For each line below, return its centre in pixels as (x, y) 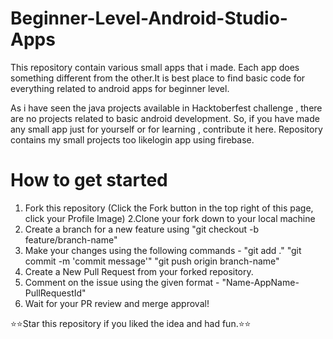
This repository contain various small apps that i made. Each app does (155, 67)
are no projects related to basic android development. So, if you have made (165, 118)
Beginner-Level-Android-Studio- (149, 18)
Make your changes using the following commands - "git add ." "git (163, 250)
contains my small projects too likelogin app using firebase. (132, 139)
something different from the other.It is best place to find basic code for (158, 78)
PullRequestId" (55, 293)
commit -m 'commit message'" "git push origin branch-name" (152, 261)
